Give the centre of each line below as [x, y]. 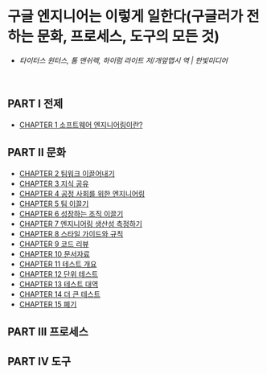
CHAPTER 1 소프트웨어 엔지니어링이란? [81, 125]
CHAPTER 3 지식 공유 [54, 183]
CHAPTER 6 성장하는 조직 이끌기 [71, 213]
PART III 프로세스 [48, 332]
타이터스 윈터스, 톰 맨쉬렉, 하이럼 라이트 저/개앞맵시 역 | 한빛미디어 [123, 60]
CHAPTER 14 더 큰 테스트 [60, 294]
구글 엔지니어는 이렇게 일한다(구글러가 [125, 16]
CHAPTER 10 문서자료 [54, 253]
